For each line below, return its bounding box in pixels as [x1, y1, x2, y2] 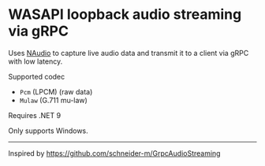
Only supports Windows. [8, 126, 88, 135]
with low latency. [8, 57, 63, 66]
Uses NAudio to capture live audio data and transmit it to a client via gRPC [8, 48, 249, 57]
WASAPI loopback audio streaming [8, 6, 242, 24]
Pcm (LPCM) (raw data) [19, 87, 93, 96]
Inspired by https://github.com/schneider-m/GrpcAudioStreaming [8, 148, 221, 158]
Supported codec [8, 72, 65, 81]
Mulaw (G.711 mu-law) [19, 95, 88, 105]
